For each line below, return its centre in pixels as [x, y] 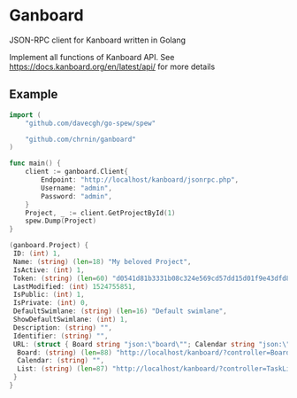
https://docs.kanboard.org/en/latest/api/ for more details [112, 66]
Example [34, 94]
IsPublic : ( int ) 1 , [49, 295]
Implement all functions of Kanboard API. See [92, 57]
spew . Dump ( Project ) [61, 221]
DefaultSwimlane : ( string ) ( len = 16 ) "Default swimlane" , [120, 311]
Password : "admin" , [77, 196]
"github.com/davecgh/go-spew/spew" [91, 123]
